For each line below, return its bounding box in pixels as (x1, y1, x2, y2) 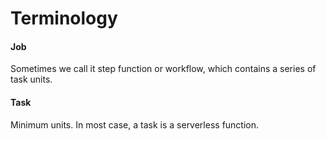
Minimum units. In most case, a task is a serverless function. (10, 118, 260, 131)
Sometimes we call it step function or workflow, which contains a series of (10, 63, 317, 75)
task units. (10, 73, 53, 86)
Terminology (10, 7, 118, 30)
